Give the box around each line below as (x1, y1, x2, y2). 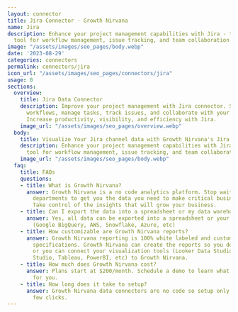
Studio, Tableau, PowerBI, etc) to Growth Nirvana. (33, 255, 189, 262)
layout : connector (7, 10, 62, 18)
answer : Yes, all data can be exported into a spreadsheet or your (25, 215, 230, 222)
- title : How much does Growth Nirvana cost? (20, 261, 157, 268)
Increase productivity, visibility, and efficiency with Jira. (25, 116, 217, 123)
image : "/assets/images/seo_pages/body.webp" (7, 43, 144, 50)
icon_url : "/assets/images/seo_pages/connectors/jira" (7, 69, 173, 77)
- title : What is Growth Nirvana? (20, 182, 122, 189)
